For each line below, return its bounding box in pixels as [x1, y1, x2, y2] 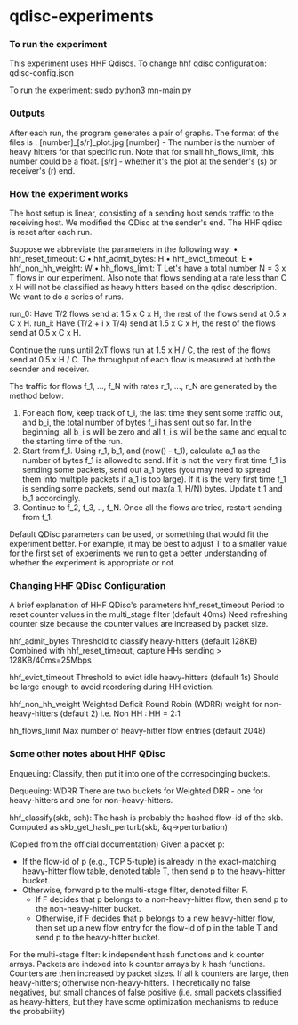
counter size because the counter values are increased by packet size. [9, 619, 269, 630]
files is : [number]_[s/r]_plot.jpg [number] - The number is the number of [9, 136, 276, 148]
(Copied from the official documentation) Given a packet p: [9, 839, 225, 850]
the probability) [9, 1005, 66, 1016]
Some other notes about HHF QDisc [9, 748, 166, 761]
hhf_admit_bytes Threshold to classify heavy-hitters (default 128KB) [9, 636, 258, 647]
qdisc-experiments [9, 6, 154, 27]
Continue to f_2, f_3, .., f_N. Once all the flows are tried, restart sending [21, 502, 283, 513]
